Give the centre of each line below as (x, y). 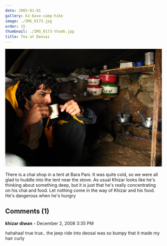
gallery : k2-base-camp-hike (34, 16)
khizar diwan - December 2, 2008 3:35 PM (49, 223)
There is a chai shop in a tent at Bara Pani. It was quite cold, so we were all (82, 175)
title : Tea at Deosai (28, 37)
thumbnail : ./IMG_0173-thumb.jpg (40, 32)
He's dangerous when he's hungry (41, 196)
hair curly (15, 238)
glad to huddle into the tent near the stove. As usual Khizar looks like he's (80, 180)
